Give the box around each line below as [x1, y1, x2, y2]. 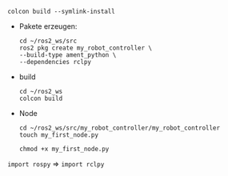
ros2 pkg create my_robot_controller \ [18, 44, 153, 52]
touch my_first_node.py [18, 131, 99, 139]
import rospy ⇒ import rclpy [7, 159, 105, 168]
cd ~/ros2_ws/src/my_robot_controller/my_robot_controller [18, 124, 221, 132]
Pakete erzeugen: [18, 22, 78, 31]
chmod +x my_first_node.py [18, 145, 110, 153]
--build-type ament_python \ [18, 51, 117, 59]
